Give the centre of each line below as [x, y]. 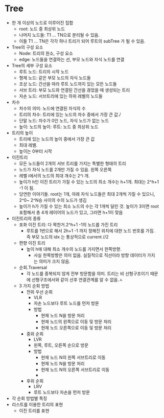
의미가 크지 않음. [55, 261]
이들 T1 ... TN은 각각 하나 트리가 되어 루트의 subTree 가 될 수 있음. [82, 41]
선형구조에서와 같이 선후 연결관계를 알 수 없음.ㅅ [77, 279]
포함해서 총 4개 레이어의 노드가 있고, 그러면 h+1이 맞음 [71, 212]
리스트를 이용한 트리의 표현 [37, 404]
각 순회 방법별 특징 [29, 398]
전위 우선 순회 [39, 292]
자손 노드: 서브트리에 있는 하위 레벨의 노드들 [61, 96]
